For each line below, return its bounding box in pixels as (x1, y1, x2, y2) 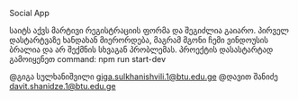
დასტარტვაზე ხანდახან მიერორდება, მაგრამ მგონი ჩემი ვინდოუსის (9, 35, 268, 45)
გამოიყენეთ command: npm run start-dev (9, 54, 167, 64)
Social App (9, 8, 50, 18)
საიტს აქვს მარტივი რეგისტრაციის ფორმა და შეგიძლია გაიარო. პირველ (9, 25, 290, 35)
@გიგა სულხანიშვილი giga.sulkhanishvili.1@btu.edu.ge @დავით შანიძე (9, 71, 279, 82)
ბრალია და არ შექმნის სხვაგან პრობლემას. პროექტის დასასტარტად (9, 44, 274, 55)
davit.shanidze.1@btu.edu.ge (9, 81, 116, 91)
